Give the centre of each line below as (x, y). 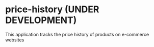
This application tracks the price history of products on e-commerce (77, 34)
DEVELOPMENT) (41, 20)
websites (15, 40)
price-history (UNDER (52, 9)
